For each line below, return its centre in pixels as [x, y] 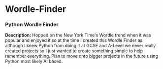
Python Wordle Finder [32, 25]
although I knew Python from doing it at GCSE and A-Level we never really [81, 46]
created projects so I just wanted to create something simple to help [74, 51]
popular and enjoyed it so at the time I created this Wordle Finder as [74, 40]
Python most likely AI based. [34, 61]
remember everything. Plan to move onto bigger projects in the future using [82, 56]
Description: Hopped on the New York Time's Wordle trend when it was [78, 35]
